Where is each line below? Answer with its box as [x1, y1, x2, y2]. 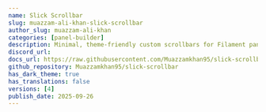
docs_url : [8, 56, 41, 64]
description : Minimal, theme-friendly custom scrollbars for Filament [8, 41, 246, 49]
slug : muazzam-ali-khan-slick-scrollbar [8, 19, 144, 27]
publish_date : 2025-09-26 [8, 92, 93, 100]
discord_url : [8, 48, 51, 56]
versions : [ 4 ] [8, 84, 55, 93]
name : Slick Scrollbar [8, 11, 83, 20]
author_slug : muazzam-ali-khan [8, 26, 112, 34]
